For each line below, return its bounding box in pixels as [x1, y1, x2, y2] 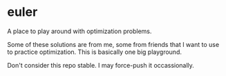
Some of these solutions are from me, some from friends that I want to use [7, 40, 220, 48]
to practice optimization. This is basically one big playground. [7, 48, 182, 56]
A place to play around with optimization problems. [7, 27, 152, 35]
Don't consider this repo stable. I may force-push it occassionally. [7, 61, 195, 69]
